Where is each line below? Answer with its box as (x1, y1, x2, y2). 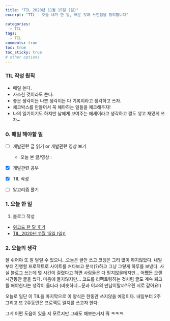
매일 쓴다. (12, 85, 32, 91)
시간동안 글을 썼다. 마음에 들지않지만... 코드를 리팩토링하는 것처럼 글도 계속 (5, 276, 153, 282)
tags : (5, 31, 17, 36)
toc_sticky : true (5, 49, 42, 55)
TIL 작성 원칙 (5, 72, 35, 79)
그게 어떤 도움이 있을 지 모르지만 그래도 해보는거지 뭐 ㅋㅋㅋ (5, 310, 124, 316)
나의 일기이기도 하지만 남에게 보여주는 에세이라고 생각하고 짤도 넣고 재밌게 (12, 110, 160, 116)
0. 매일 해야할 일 (5, 130, 43, 138)
